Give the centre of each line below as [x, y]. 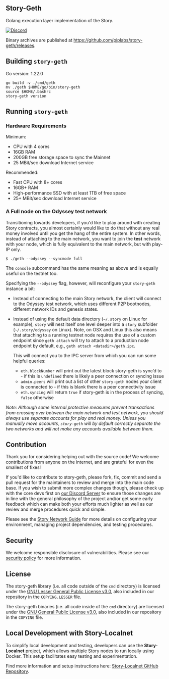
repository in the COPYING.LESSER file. [44, 597]
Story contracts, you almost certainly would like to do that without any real [83, 228]
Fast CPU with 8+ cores [37, 182]
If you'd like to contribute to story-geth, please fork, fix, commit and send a [83, 477]
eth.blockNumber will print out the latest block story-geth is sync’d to [91, 370]
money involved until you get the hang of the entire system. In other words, [83, 233]
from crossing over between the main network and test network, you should [84, 413]
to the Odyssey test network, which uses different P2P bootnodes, [82, 304]
